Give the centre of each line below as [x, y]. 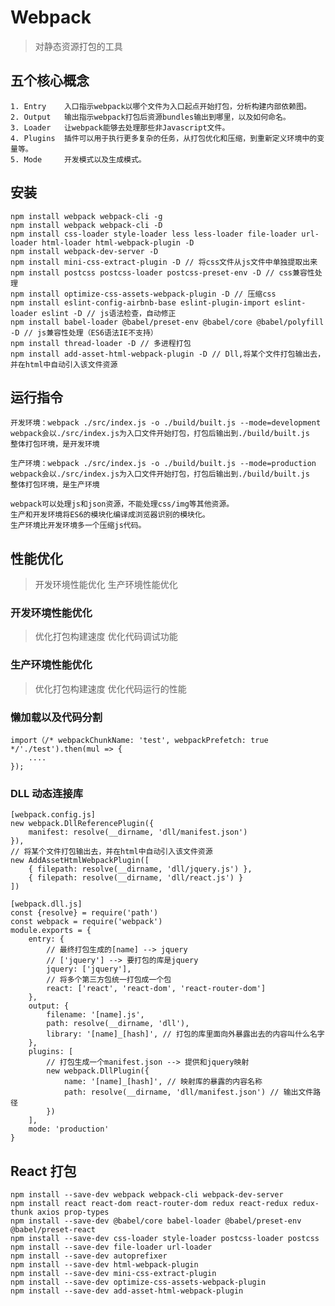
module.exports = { [51, 931]
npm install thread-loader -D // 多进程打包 [101, 343]
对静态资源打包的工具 [78, 46]
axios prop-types [73, 1212]
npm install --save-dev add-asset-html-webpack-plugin [127, 1291]
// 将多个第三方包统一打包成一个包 [109, 980]
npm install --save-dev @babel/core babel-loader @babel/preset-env [156, 1221]
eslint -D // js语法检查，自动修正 [109, 313]
